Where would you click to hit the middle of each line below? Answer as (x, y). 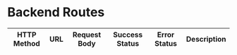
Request (87, 35)
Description (206, 39)
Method (26, 43)
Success (128, 35)
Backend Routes (56, 12)
